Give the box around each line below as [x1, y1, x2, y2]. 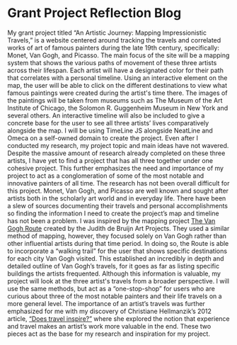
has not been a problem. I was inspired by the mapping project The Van [7, 216, 216, 225]
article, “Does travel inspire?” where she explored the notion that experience [7, 314, 230, 323]
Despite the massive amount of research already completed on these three [7, 149, 226, 157]
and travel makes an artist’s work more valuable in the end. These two [7, 322, 212, 330]
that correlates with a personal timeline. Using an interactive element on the [7, 73, 228, 82]
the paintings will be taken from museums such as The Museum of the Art [7, 96, 223, 104]
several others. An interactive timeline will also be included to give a [7, 111, 205, 120]
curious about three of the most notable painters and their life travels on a [7, 292, 222, 300]
